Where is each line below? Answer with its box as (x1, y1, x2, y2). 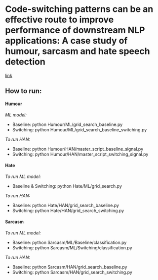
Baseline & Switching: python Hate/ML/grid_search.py (12, 183, 122, 189)
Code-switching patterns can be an (5, 3, 154, 15)
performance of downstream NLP (5, 25, 145, 36)
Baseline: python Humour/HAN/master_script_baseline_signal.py (12, 146, 144, 152)
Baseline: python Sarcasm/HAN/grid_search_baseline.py (12, 264, 127, 270)
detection (5, 56, 45, 67)
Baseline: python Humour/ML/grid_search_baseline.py (12, 121, 123, 127)
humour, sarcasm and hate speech (5, 46, 150, 57)
